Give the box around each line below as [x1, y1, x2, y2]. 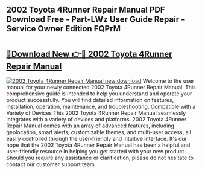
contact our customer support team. [6, 161, 96, 168]
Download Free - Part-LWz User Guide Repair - [6, 14, 185, 25]
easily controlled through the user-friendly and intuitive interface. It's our [6, 135, 187, 142]
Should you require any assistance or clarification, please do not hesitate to [6, 154, 194, 161]
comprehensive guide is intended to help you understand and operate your [6, 90, 192, 97]
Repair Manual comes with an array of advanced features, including [6, 122, 175, 129]
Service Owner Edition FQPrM [6, 24, 121, 34]
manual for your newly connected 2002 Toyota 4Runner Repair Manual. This [6, 84, 196, 91]
